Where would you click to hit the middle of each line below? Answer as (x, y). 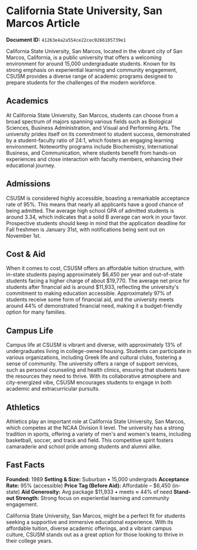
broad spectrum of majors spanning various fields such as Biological (89, 121)
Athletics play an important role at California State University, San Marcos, (96, 421)
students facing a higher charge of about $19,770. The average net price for (98, 281)
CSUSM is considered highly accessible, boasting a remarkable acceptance (98, 198)
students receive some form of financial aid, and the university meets (90, 299)
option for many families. (36, 312)
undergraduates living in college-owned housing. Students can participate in (99, 351)
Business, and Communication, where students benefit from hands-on (91, 153)
